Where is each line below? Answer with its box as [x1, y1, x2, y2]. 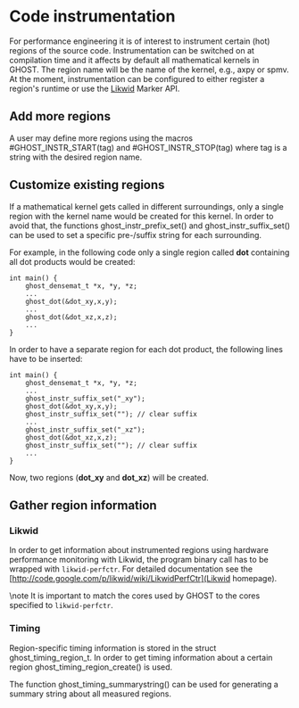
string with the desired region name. [9, 152, 143, 162]
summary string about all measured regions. [9, 688, 172, 699]
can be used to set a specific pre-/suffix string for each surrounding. [9, 229, 262, 240]
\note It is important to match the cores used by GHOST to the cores [9, 590, 261, 601]
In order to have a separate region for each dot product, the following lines [9, 343, 284, 354]
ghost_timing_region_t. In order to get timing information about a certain [9, 652, 273, 663]
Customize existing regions [9, 177, 165, 193]
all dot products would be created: [9, 256, 136, 267]
